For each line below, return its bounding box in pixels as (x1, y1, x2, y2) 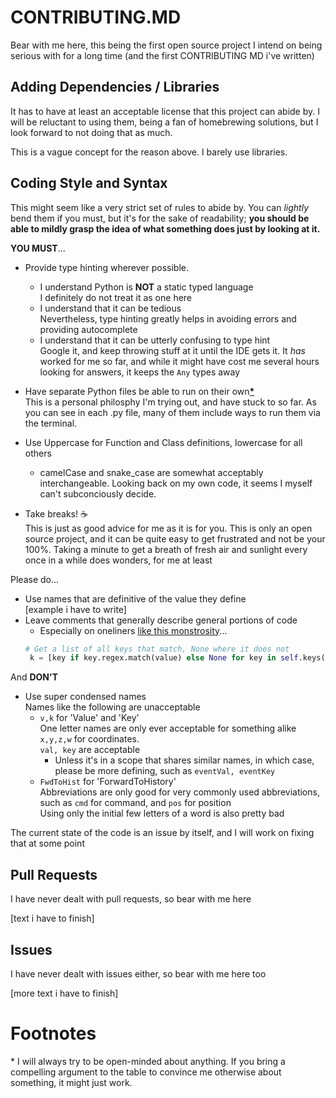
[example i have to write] (24, 603, 127, 615)
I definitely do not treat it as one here (39, 291, 193, 303)
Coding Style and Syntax (10, 175, 168, 192)
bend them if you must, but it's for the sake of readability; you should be (10, 212, 310, 224)
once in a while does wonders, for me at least (24, 554, 213, 566)
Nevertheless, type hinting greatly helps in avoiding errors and (39, 312, 297, 325)
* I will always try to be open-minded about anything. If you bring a (10, 1055, 286, 1067)
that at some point (10, 837, 85, 850)
